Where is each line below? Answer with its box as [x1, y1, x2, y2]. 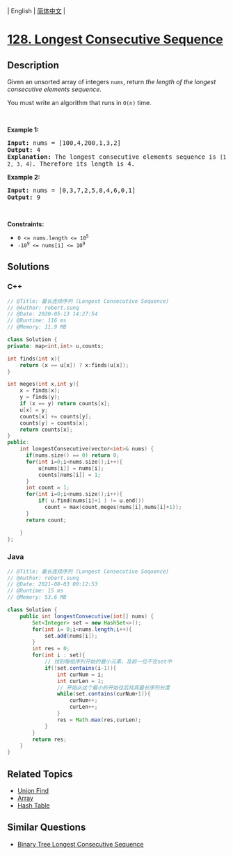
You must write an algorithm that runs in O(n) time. [7, 99, 152, 107]
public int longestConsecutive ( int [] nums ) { [19, 613, 154, 620]
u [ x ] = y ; [19, 407, 49, 414]
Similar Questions [7, 822, 86, 833]
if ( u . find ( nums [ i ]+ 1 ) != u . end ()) [38, 497, 145, 504]
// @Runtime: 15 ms [7, 588, 64, 595]
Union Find [17, 787, 49, 795]
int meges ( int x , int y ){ [7, 381, 79, 388]
